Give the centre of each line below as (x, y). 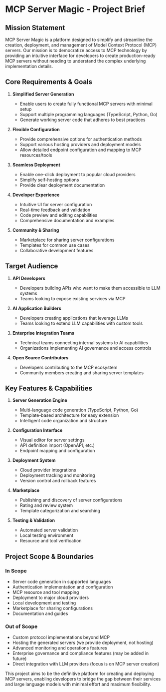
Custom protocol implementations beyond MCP (61, 637)
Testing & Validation (34, 520)
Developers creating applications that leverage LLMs (74, 318)
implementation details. (29, 66)
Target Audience (32, 266)
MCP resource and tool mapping (46, 592)
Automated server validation (49, 530)
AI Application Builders (37, 308)
